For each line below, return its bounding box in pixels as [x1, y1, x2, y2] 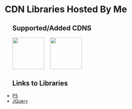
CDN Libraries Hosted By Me [5, 4, 127, 15]
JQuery [12, 98, 28, 104]
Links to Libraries [12, 79, 68, 88]
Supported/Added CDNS [12, 24, 92, 32]
